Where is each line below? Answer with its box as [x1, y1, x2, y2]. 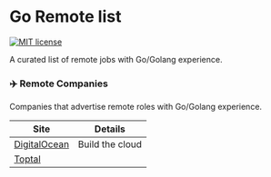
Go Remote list [9, 6, 122, 27]
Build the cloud [77, 138, 143, 151]
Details [94, 123, 125, 135]
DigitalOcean [14, 138, 70, 151]
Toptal [14, 152, 41, 165]
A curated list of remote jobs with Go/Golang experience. [9, 54, 223, 64]
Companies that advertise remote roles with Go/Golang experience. [9, 102, 262, 113]
